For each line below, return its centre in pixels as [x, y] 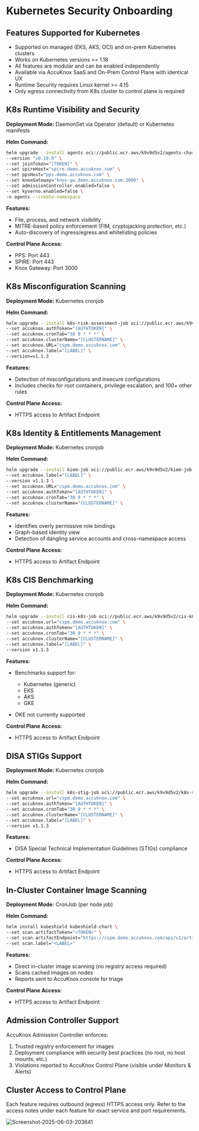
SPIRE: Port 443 [34, 262]
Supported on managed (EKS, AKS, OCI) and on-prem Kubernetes [95, 47]
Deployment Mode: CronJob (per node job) [60, 904]
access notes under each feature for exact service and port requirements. [96, 1111]
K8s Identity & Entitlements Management [84, 433]
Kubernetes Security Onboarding [89, 11]
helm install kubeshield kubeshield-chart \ [62, 927]
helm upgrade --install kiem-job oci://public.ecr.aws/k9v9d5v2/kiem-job [99, 470]
